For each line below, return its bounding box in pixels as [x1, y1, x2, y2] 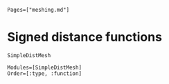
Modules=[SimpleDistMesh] [7, 64, 82, 71]
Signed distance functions [7, 30, 163, 45]
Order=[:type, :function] [7, 70, 82, 77]
